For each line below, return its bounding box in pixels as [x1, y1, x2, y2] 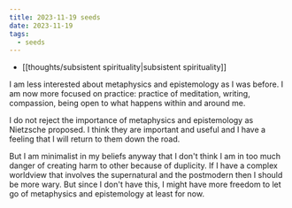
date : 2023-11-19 [9, 21, 73, 30]
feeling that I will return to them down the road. [9, 134, 181, 144]
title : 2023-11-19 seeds [9, 12, 101, 22]
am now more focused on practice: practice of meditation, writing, [9, 89, 250, 99]
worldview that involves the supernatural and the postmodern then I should [9, 170, 283, 181]
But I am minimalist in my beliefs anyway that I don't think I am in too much [9, 151, 281, 162]
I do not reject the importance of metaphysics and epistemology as [9, 115, 254, 126]
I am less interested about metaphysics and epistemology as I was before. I [9, 79, 284, 89]
